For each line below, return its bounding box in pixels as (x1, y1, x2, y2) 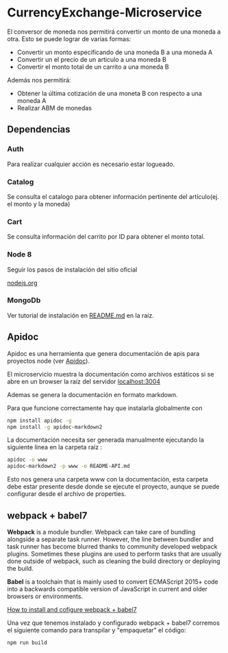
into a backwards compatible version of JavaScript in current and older (7, 584, 207, 593)
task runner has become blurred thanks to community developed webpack (7, 542, 218, 550)
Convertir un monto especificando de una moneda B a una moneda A (16, 48, 213, 56)
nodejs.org (7, 278, 38, 287)
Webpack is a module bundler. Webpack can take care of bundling (7, 527, 196, 536)
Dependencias (7, 123, 71, 135)
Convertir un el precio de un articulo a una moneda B (16, 55, 166, 63)
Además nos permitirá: (7, 75, 71, 84)
